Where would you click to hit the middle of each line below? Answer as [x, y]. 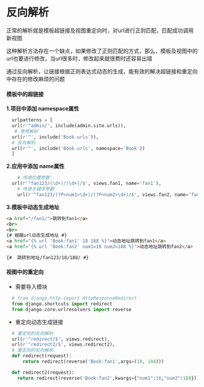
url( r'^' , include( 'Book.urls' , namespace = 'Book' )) [79, 148]
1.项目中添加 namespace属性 [43, 109]
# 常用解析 [26, 131]
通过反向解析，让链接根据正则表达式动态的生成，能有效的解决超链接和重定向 [102, 71]
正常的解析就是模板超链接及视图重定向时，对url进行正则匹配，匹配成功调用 [100, 30]
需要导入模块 [31, 287]
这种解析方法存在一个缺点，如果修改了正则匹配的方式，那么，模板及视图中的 [102, 51]
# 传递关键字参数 [36, 189]
